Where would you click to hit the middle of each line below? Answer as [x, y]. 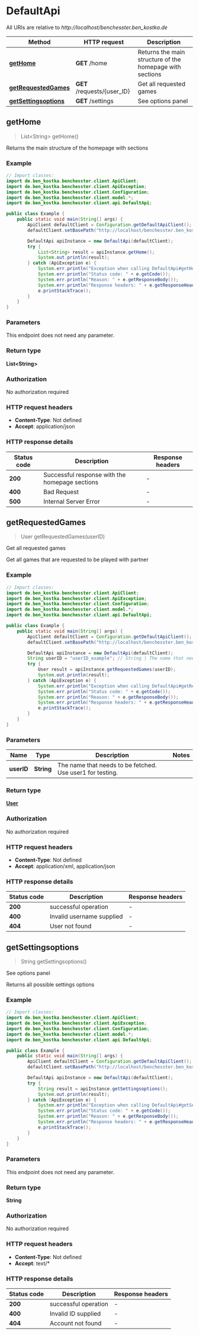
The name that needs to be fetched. [107, 765]
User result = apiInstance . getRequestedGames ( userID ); [107, 670]
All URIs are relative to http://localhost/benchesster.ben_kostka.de [87, 27]
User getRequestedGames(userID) [63, 537]
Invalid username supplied [86, 917]
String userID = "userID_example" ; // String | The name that [106, 659]
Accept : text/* [32, 1263]
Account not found [76, 1323]
